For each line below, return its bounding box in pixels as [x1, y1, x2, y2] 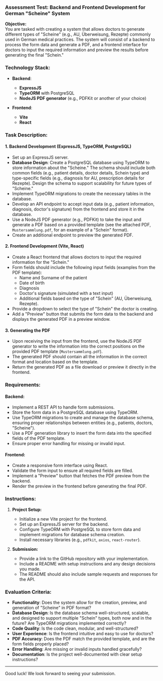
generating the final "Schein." [5, 52, 64, 58]
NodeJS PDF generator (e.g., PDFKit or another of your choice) [19, 95, 147, 101]
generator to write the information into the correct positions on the [12, 343, 145, 350]
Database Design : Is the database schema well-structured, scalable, [12, 610, 150, 616]
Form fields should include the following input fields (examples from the [12, 264, 156, 270]
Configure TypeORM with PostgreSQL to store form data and [19, 526, 141, 532]
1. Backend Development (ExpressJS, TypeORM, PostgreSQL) [5, 143, 132, 150]
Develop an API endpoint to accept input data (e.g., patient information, [12, 201, 155, 207]
